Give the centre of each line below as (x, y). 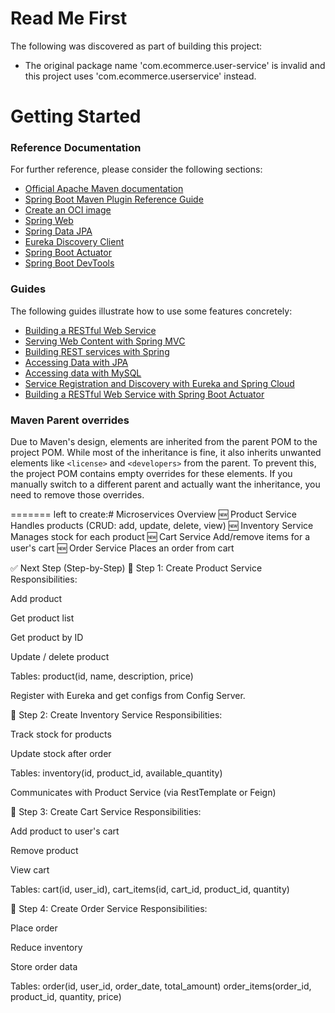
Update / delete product (60, 657)
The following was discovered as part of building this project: (136, 46)
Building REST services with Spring (97, 351)
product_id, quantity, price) (66, 997)
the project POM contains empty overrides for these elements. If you (151, 474)
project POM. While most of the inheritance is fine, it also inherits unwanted (166, 453)
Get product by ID (47, 638)
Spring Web (49, 221)
